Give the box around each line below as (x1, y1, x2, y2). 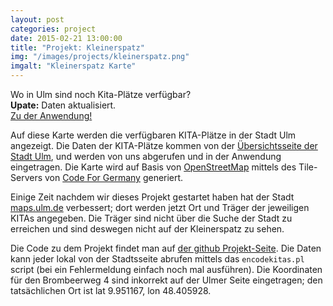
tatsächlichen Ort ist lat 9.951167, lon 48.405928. (10, 285, 212, 296)
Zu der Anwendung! (10, 110, 93, 121)
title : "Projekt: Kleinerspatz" (10, 42, 145, 53)
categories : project (10, 24, 97, 34)
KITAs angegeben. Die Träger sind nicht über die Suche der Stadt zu (10, 212, 293, 224)
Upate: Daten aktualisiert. (10, 99, 117, 111)
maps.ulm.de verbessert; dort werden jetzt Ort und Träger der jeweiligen (10, 202, 310, 213)
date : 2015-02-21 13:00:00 (10, 33, 123, 43)
